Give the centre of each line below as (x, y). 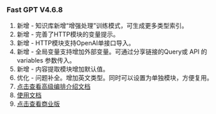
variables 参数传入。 (46, 60)
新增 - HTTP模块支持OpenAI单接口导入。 (75, 43)
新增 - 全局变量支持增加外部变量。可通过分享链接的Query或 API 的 (112, 52)
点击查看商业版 (38, 104)
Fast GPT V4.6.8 (35, 10)
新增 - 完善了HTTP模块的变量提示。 (68, 34)
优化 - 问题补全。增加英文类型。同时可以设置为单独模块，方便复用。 (115, 78)
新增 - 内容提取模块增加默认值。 (63, 69)
